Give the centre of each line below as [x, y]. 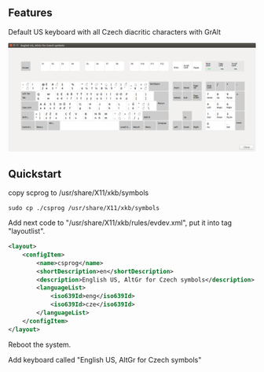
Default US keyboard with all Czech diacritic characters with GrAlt [115, 31]
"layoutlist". [27, 231]
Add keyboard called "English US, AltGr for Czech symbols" [105, 359]
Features [30, 13]
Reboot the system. [40, 344]
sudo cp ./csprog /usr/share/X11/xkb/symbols [84, 208]
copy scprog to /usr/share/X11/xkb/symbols [79, 193]
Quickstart [35, 173]
